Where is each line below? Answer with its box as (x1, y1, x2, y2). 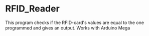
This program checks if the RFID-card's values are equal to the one (5, 19, 144, 25)
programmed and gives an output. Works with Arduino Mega (5, 24, 130, 30)
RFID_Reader (5, 3, 60, 14)
